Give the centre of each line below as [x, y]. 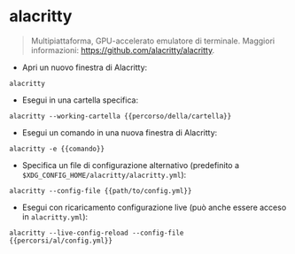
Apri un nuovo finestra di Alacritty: [85, 67]
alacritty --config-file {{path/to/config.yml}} [101, 191]
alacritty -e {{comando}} [57, 149]
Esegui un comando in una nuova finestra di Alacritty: [120, 132]
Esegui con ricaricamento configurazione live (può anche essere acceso [154, 207]
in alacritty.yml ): [55, 216]
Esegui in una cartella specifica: [80, 100]
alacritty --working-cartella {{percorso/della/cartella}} [120, 116]
